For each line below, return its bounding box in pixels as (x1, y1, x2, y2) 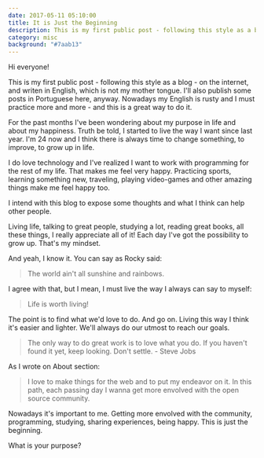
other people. (8, 207, 52, 216)
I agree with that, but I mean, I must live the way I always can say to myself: (8, 284, 252, 294)
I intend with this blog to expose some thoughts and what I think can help (8, 198, 245, 208)
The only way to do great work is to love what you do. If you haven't (27, 339, 247, 348)
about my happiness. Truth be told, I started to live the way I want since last (8, 126, 253, 136)
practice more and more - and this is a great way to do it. (8, 103, 192, 112)
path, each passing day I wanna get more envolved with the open (27, 386, 240, 395)
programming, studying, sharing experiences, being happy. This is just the (8, 417, 249, 427)
